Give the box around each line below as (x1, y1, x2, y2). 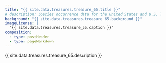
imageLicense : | (5, 21, 39, 26)
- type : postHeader (9, 35, 50, 40)
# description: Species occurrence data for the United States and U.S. (5, 12, 158, 17)
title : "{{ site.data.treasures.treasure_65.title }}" (5, 7, 121, 12)
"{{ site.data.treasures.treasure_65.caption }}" (9, 25, 114, 30)
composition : (5, 30, 32, 35)
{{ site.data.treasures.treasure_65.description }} (5, 52, 102, 58)
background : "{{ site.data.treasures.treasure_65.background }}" (5, 16, 142, 21)
